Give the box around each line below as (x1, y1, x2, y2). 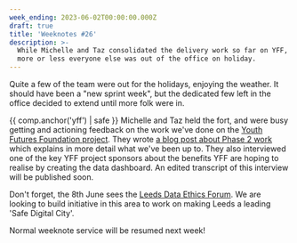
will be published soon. (9, 172, 94, 182)
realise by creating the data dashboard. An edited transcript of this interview (9, 162, 289, 173)
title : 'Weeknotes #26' (9, 29, 98, 38)
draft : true (9, 21, 53, 30)
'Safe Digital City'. (9, 208, 75, 218)
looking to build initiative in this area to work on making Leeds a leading (9, 198, 271, 209)
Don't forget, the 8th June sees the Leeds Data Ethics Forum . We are (9, 189, 261, 199)
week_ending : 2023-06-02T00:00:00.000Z (9, 12, 157, 22)
